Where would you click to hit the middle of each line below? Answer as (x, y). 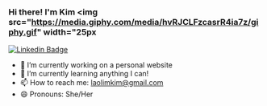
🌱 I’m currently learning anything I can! (84, 74)
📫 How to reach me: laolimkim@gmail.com (92, 83)
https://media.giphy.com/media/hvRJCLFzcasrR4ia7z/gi (145, 22)
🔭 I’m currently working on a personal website (96, 65)
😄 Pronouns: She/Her (56, 94)
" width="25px (67, 32)
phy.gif (23, 32)
